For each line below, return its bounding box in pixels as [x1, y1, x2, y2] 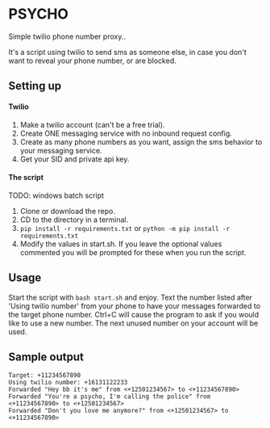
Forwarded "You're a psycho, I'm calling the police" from [8, 392, 211, 401]
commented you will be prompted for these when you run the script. [19, 247, 247, 257]
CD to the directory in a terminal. [19, 215, 129, 224]
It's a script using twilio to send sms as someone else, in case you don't [8, 47, 247, 57]
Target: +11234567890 [8, 371, 81, 380]
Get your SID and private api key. [19, 154, 130, 164]
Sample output [8, 350, 85, 363]
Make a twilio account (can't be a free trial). [19, 120, 165, 129]
